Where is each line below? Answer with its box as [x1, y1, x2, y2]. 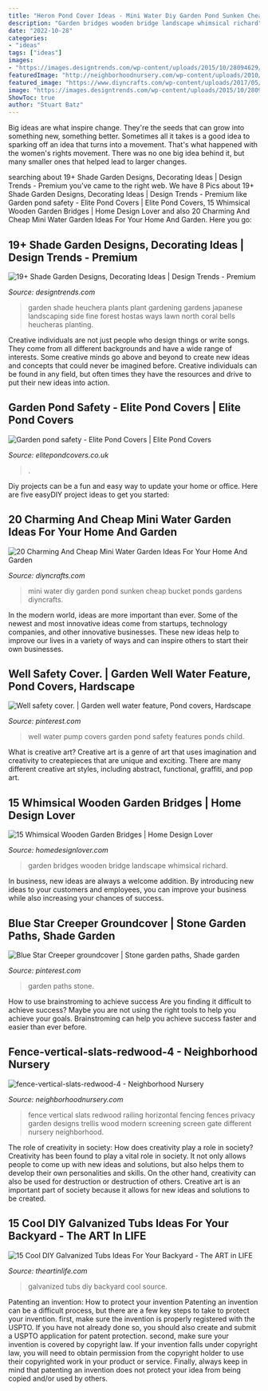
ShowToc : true [8, 94, 56, 102]
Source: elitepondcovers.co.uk [8, 450, 109, 460]
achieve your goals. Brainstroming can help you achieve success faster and [8, 1013, 257, 1023]
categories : [8, 34, 48, 42]
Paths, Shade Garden [8, 929, 116, 942]
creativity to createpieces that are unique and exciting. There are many [8, 756, 242, 765]
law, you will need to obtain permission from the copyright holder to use [8, 1348, 245, 1357]
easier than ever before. [8, 1022, 88, 1032]
